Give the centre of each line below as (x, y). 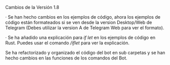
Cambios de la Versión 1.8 (32, 7)
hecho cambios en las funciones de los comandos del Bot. (66, 58)
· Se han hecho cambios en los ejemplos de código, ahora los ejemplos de (83, 17)
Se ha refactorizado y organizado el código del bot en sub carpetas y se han (85, 53)
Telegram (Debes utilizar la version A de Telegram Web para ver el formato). (85, 28)
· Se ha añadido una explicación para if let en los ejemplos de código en (80, 38)
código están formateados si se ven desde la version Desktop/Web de (79, 22)
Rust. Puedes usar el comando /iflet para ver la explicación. (67, 43)
